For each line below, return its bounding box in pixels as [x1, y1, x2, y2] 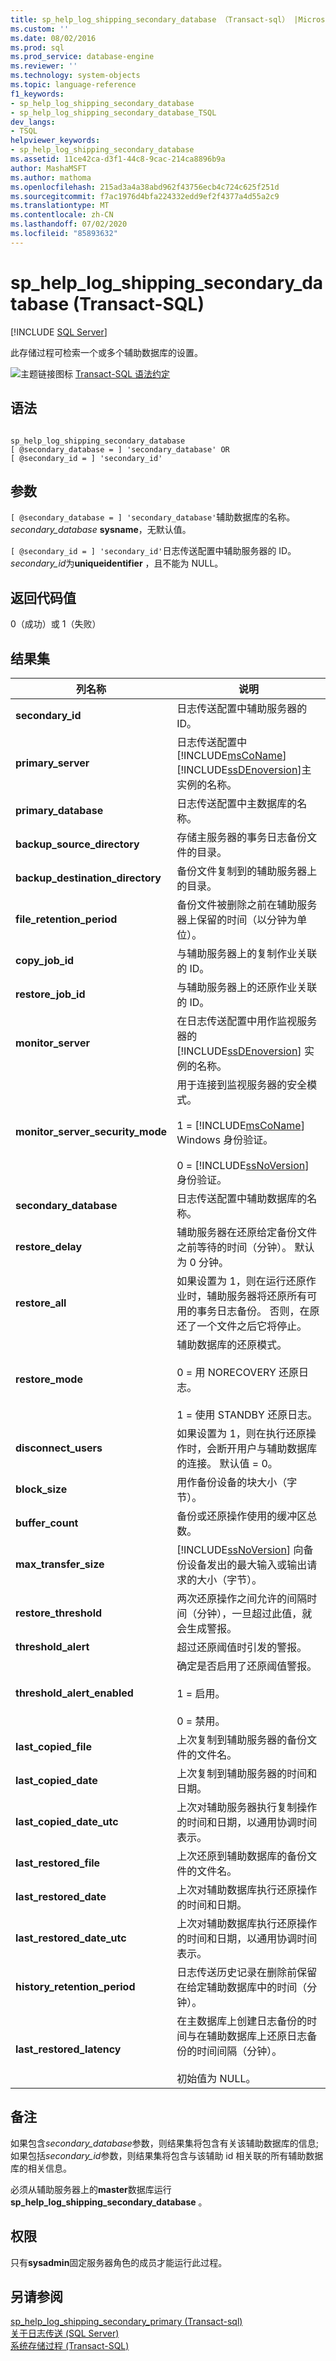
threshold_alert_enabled [15, 1686, 134, 1700]
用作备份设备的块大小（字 [176, 1475, 298, 1489]
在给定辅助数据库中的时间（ [176, 1980, 308, 1994]
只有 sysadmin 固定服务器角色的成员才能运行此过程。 [10, 2256, 228, 2268]
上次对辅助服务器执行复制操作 [176, 1800, 318, 1814]
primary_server [15, 756, 90, 770]
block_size [15, 1482, 68, 1496]
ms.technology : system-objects [10, 71, 141, 81]
